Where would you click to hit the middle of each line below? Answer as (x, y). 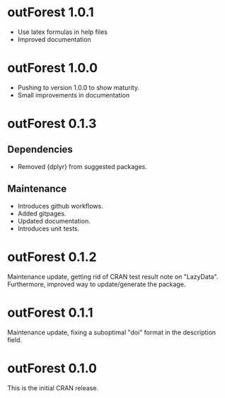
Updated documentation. (54, 221)
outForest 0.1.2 (52, 257)
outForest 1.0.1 (51, 12)
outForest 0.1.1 (50, 312)
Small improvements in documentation (73, 95)
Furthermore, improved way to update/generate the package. (97, 284)
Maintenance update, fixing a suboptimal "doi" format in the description (112, 332)
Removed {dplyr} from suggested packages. (82, 166)
